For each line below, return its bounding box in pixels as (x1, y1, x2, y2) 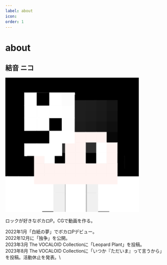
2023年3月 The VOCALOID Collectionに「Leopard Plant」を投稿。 (5, 241, 145, 248)
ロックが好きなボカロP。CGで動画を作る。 (5, 218, 96, 224)
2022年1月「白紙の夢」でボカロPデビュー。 (5, 229, 97, 235)
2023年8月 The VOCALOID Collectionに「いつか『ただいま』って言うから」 (5, 248, 164, 254)
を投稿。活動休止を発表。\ (5, 254, 61, 260)
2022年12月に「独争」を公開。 (5, 235, 70, 241)
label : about (5, 8, 33, 13)
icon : (5, 13, 17, 19)
